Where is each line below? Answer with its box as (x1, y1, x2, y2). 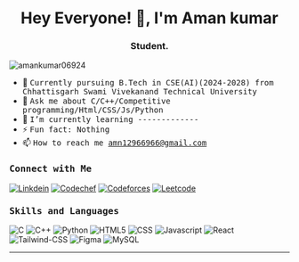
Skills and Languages (9, 205, 119, 217)
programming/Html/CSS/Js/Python (21, 105, 164, 115)
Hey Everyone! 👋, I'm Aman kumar (20, 8, 279, 29)
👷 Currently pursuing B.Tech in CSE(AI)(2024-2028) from (21, 78, 274, 88)
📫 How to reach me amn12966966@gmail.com (21, 137, 207, 148)
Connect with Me (9, 163, 92, 175)
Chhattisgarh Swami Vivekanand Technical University (21, 86, 258, 97)
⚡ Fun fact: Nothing (21, 124, 110, 135)
